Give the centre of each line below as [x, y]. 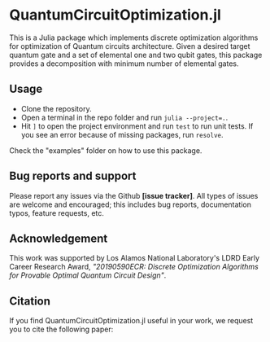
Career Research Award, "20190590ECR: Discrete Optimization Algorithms [134, 267]
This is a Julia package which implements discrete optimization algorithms [134, 37]
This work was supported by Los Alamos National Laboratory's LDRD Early [134, 258]
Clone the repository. [56, 108]
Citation [30, 301]
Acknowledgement [59, 238]
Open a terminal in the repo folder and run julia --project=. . [124, 117]
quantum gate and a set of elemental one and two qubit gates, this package [136, 55]
